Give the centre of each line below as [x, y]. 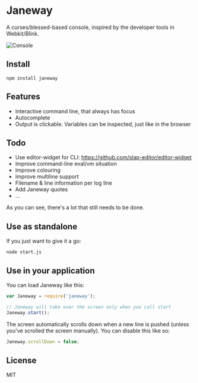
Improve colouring [38, 170]
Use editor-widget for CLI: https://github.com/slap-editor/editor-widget [103, 157]
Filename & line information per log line [64, 183]
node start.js [24, 252]
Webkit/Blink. [23, 33]
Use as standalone [42, 226]
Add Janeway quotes [41, 189]
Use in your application [51, 271]
